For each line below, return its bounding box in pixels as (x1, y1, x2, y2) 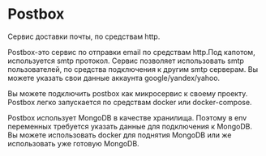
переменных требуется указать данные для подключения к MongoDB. (7, 121, 253, 131)
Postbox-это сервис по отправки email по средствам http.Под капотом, (7, 47, 256, 57)
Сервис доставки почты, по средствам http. (7, 32, 161, 41)
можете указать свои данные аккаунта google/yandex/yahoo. (7, 73, 221, 82)
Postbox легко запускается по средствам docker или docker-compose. (7, 97, 252, 107)
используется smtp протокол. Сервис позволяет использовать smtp (7, 56, 245, 65)
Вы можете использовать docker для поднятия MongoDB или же (7, 130, 232, 140)
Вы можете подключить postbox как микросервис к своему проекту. (7, 88, 248, 98)
